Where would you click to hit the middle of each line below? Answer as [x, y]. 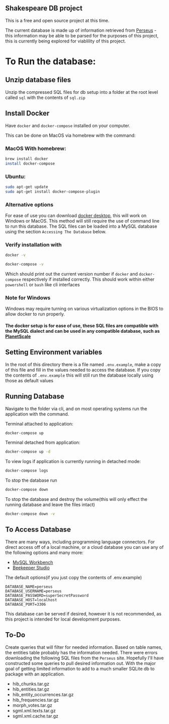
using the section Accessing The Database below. [56, 232]
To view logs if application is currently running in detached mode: [73, 461]
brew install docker [27, 159]
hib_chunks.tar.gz [31, 684]
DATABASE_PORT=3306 [26, 604]
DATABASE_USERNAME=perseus [33, 591]
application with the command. [37, 414]
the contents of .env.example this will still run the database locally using [79, 375]
